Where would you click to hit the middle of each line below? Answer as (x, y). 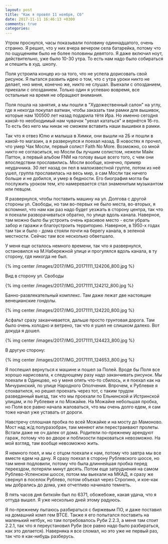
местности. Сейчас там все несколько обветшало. (60, 236)
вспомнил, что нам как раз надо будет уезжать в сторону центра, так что (84, 210)
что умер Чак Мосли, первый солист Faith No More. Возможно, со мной (82, 146)
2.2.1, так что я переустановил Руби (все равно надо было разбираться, (82, 526)
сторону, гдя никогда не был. (36, 257)
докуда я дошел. (23, 331)
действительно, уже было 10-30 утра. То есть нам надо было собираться (84, 59)
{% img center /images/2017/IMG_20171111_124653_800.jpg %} (70, 360)
